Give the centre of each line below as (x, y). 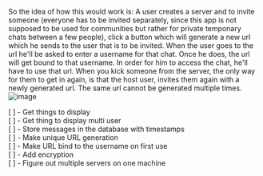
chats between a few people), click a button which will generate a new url (130, 37)
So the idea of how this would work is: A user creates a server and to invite (131, 12)
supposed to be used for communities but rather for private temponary (125, 28)
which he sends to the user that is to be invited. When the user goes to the (131, 46)
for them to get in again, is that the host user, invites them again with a (124, 80)
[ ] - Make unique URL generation (63, 138)
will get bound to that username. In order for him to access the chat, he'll (128, 62)
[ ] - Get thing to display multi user (65, 120)
